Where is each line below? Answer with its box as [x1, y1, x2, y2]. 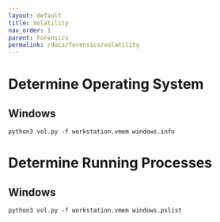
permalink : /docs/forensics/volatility [8, 41, 140, 49]
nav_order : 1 [8, 26, 51, 34]
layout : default [8, 11, 62, 20]
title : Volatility [8, 19, 69, 27]
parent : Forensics [8, 33, 69, 42]
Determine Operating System [8, 75, 204, 94]
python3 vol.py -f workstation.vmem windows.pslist [8, 207, 182, 215]
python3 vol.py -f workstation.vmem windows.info [8, 128, 176, 136]
